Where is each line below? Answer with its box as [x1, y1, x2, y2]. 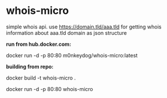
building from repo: [6, 63, 54, 70]
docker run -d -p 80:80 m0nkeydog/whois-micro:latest [6, 52, 138, 59]
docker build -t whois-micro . [6, 74, 76, 81]
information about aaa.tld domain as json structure [6, 29, 127, 36]
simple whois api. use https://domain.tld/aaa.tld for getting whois [6, 23, 162, 30]
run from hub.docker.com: [6, 41, 72, 48]
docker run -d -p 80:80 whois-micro [6, 85, 93, 92]
